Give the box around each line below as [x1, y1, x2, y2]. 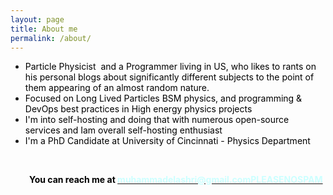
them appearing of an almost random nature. [24, 82, 210, 94]
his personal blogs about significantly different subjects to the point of [24, 71, 315, 83]
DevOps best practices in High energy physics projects [24, 103, 253, 115]
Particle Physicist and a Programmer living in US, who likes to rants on [24, 61, 317, 73]
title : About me [10, 24, 78, 34]
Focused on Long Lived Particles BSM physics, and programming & [24, 92, 303, 105]
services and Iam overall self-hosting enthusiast [24, 124, 223, 136]
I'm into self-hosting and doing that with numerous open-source [24, 114, 290, 126]
